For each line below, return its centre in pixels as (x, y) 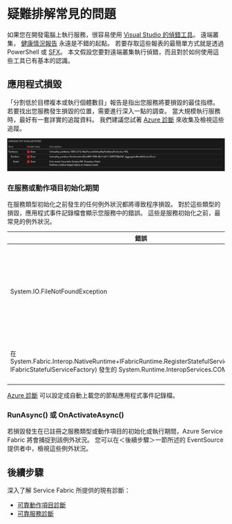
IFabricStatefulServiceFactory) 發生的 (64, 369)
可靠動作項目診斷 (41, 505)
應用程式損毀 (35, 85)
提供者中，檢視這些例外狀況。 (49, 449)
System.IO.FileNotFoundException (59, 291)
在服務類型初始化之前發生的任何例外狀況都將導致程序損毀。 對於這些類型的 (114, 204)
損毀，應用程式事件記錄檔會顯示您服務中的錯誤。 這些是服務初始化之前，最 (114, 213)
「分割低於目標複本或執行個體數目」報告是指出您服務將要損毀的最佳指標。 (113, 102)
